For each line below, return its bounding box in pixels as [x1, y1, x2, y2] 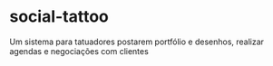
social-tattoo [9, 6, 109, 27]
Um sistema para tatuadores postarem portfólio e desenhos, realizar [9, 36, 265, 47]
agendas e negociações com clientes [9, 45, 150, 56]
